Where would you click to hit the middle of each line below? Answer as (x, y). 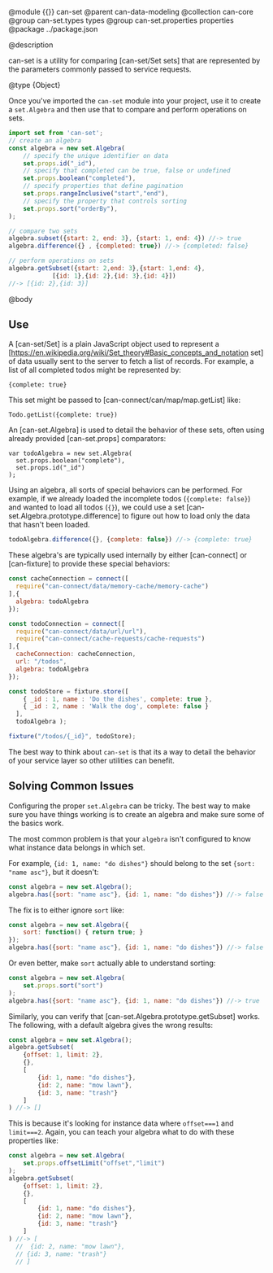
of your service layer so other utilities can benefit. (91, 760)
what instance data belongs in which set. (77, 847)
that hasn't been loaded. (49, 525)
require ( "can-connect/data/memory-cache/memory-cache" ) (112, 586)
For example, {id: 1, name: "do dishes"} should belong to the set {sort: (132, 863)
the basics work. (36, 823)
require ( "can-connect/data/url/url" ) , (82, 631)
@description (31, 45)
